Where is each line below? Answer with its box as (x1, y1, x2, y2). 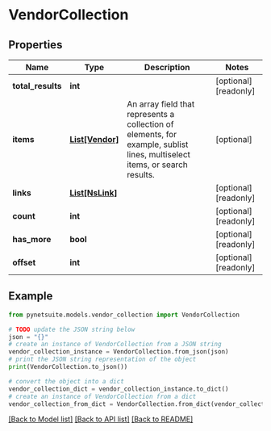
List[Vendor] (69, 134, 119, 144)
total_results (12, 81, 62, 91)
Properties (8, 38, 63, 52)
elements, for (126, 129, 177, 140)
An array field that (126, 98, 195, 110)
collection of (126, 119, 174, 130)
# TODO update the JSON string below (8, 325, 135, 333)
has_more (12, 234, 52, 245)
